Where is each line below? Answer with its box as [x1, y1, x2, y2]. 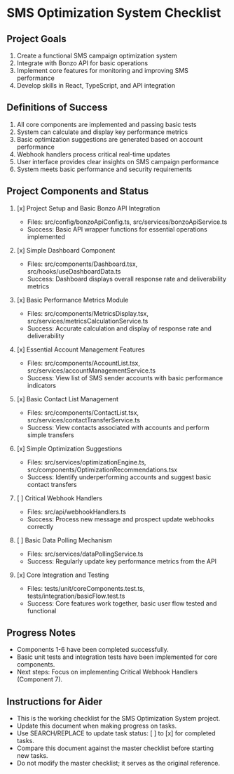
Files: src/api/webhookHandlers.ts [27, 507, 127, 516]
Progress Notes [6, 627, 76, 639]
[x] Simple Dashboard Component [16, 246, 116, 254]
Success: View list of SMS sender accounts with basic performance [27, 373, 223, 382]
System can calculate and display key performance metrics [16, 128, 188, 136]
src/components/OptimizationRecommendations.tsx [27, 465, 178, 474]
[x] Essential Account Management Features [16, 345, 145, 354]
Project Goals [6, 33, 67, 45]
